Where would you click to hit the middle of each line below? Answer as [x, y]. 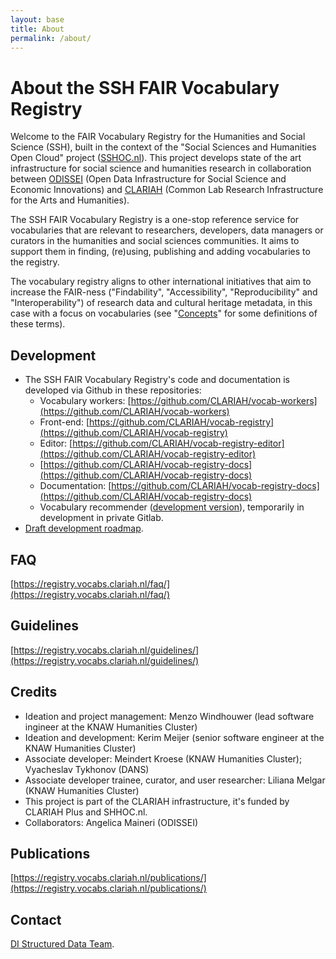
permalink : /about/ [51, 38]
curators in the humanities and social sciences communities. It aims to [155, 241]
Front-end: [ [64, 422]
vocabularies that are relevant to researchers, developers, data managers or [167, 230]
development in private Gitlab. [101, 518]
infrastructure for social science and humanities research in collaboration [161, 168]
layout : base [37, 19]
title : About [37, 29]
